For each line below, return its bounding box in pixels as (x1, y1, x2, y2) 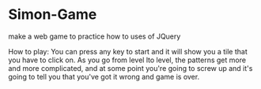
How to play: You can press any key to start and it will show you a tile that (8, 46, 248, 56)
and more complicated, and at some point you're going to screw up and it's (8, 63, 253, 72)
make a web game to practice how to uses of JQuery (8, 32, 181, 41)
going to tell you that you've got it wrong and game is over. (8, 72, 200, 81)
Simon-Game (8, 6, 97, 24)
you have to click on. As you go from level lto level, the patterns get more (8, 55, 247, 65)
